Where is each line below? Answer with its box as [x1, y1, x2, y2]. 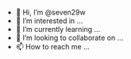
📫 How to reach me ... [15, 42, 90, 51]
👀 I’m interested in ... [15, 16, 83, 26]
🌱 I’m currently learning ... [15, 25, 101, 33]
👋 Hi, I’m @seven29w [15, 8, 86, 17]
